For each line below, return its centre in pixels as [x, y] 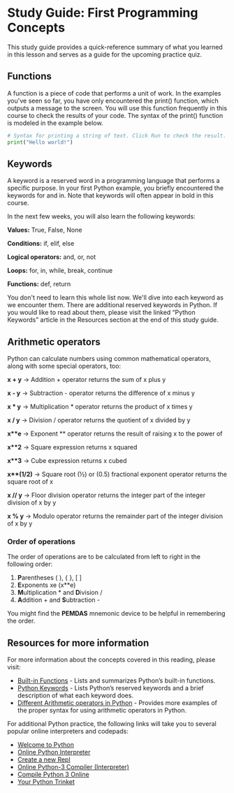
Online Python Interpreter [54, 753]
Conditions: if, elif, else [41, 244]
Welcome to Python [46, 745]
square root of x [30, 482]
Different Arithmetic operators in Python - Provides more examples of [117, 703]
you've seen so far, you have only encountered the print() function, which [113, 101]
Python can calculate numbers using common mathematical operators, [109, 359]
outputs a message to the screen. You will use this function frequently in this [117, 108]
